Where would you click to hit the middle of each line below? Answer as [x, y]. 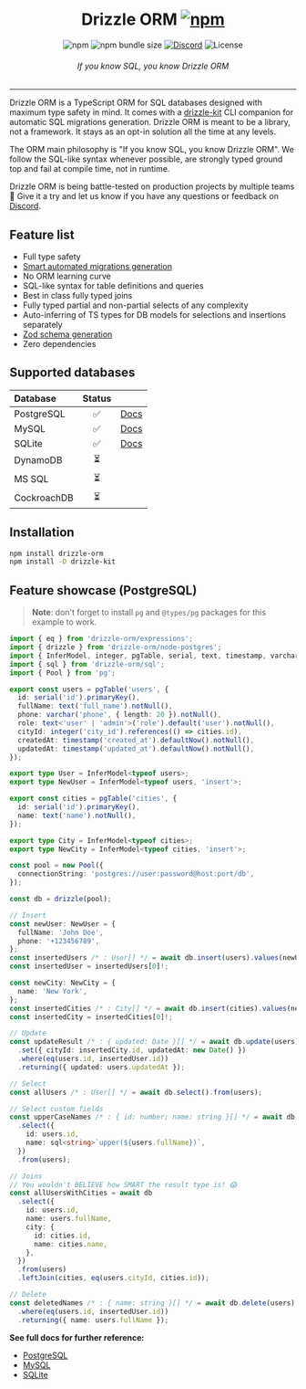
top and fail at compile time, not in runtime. [90, 169]
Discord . [25, 206]
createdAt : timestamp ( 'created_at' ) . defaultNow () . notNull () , [136, 740]
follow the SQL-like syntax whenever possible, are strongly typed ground [146, 159]
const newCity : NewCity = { [63, 983]
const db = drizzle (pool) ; [61, 900]
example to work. [64, 622]
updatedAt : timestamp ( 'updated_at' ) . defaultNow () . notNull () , [136, 749]
